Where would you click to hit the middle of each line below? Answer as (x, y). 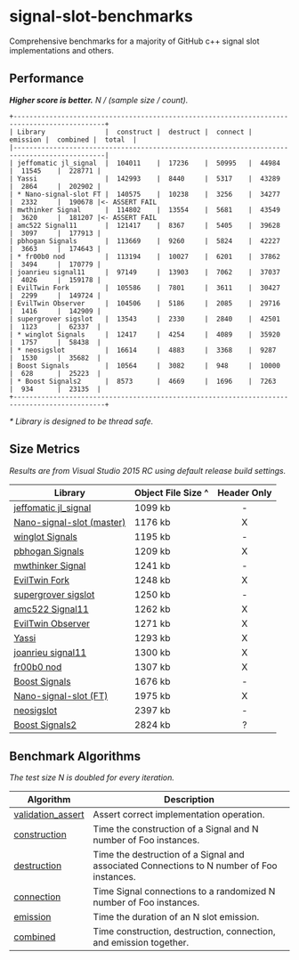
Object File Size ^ (172, 492)
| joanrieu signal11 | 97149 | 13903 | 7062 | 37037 (145, 272)
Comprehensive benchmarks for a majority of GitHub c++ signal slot (134, 41)
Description (190, 800)
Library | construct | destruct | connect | (135, 132)
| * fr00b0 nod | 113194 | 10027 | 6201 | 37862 (145, 256)
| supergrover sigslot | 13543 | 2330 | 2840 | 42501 (145, 319)
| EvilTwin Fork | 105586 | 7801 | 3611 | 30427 (145, 288)
